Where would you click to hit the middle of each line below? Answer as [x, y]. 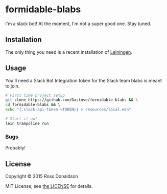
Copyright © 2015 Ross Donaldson [42, 176]
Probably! [15, 148]
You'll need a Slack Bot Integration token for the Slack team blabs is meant [84, 80]
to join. [13, 86]
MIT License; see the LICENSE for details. [49, 186]
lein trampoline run [27, 123]
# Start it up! [21, 119]
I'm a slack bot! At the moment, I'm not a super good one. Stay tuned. [78, 24]
